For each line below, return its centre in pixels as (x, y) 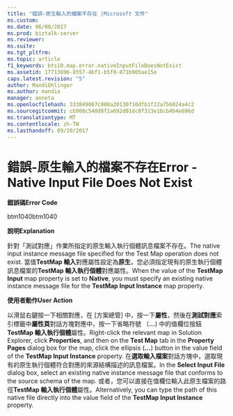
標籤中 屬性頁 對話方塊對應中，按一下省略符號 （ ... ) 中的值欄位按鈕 (107, 324)
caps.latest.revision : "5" (46, 79)
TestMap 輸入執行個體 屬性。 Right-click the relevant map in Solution (105, 333)
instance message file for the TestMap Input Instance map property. (106, 286)
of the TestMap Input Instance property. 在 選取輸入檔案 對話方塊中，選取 (112, 356)
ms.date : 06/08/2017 (37, 27)
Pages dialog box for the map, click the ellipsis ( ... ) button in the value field (115, 348)
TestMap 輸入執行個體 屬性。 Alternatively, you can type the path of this (115, 390)
